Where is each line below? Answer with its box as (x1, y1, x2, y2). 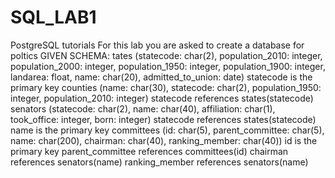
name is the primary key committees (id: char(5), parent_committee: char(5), (10, 124, 325, 136)
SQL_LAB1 (10, 6, 97, 29)
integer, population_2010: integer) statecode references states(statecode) (10, 92, 314, 104)
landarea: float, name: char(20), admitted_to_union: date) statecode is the (10, 71, 313, 83)
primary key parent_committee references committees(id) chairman (10, 145, 289, 157)
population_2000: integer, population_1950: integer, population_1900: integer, (10, 60, 326, 72)
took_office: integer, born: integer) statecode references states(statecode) (10, 113, 317, 125)
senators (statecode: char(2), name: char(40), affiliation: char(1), (10, 102, 276, 115)
